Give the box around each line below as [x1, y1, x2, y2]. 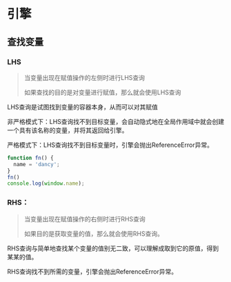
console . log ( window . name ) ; [7, 180, 85, 187]
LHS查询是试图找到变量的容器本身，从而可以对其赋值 [7, 103, 159, 111]
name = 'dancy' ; [13, 161, 60, 168]
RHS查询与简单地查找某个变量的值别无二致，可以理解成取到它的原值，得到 [7, 244, 219, 252]
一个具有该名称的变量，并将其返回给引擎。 [7, 125, 128, 134]
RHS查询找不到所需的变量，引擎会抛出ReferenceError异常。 [7, 267, 178, 276]
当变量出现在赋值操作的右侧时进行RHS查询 [23, 214, 146, 223]
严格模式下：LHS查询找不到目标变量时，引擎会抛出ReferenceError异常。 [7, 141, 214, 149]
